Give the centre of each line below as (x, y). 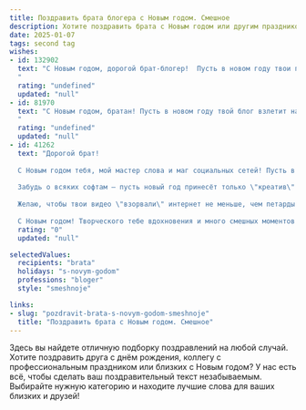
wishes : (24, 52)
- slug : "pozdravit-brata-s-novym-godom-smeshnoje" (109, 313)
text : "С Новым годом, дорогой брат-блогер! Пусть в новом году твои (154, 69)
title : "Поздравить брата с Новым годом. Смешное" (116, 322)
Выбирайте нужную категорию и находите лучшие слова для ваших (142, 386)
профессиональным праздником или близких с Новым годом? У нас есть (153, 367)
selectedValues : (40, 255)
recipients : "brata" (56, 263)
